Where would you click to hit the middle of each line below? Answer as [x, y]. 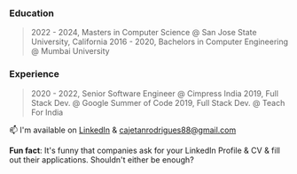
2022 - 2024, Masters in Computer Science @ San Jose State [144, 33]
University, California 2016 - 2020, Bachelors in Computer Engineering [160, 42]
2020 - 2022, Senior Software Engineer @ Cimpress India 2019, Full [155, 93]
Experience [34, 74]
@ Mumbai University [70, 51]
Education [32, 13]
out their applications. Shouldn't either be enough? [102, 159]
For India [47, 112]
